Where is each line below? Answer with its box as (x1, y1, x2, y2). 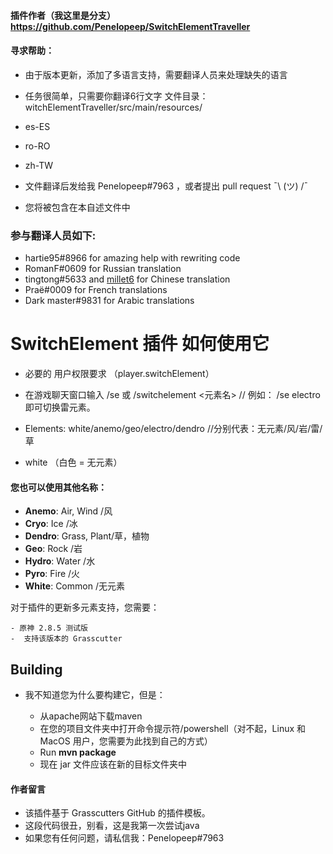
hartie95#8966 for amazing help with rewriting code (24, 252, 241, 264)
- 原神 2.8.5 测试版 (10, 623, 88, 634)
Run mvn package (39, 746, 117, 759)
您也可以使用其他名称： (10, 481, 107, 493)
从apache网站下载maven (39, 710, 143, 722)
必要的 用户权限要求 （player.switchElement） (24, 368, 215, 380)
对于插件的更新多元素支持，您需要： (10, 601, 160, 614)
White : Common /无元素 (24, 580, 125, 592)
